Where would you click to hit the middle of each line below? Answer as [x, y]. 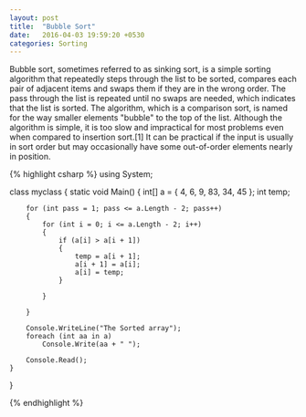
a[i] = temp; [100, 273]
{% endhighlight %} [47, 403]
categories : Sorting [49, 43]
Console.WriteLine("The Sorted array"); [104, 328]
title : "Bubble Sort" [53, 26]
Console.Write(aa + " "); [92, 344]
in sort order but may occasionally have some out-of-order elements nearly [151, 147]
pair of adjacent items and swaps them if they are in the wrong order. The [148, 89]
